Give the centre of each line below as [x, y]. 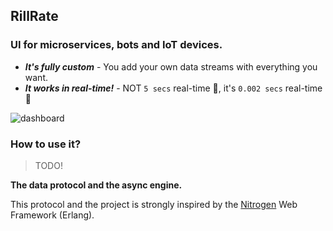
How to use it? [46, 144]
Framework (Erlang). [52, 215]
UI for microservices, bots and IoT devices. [116, 45]
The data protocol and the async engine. [96, 185]
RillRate [34, 16]
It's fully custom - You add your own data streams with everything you [171, 66]
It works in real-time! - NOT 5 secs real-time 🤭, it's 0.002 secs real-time [173, 88]
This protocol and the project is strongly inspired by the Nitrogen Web [154, 204]
